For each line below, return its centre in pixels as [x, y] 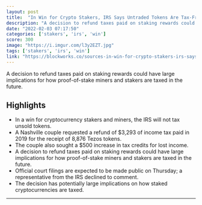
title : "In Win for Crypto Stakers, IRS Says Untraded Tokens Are [93, 17]
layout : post [23, 12]
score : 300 [20, 40]
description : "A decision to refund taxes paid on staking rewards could [101, 23]
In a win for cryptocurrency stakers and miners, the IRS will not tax [97, 120]
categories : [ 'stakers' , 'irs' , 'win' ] [56, 34]
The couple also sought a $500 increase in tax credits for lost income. [102, 145]
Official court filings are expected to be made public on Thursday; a [99, 171]
